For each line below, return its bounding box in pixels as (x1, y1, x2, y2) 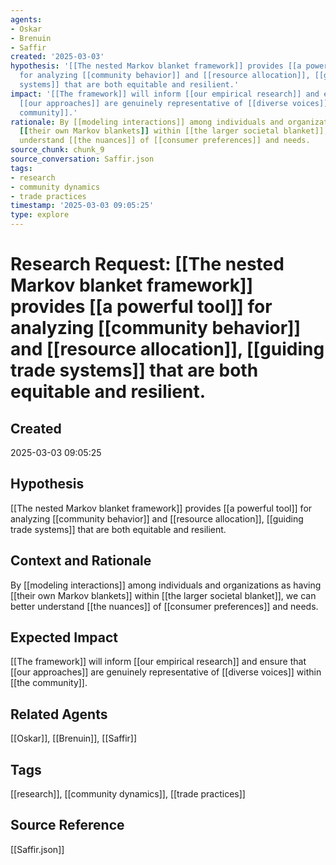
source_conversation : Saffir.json (10, 154, 155, 164)
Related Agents (10, 706, 108, 723)
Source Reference (10, 817, 125, 834)
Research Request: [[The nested (10, 253, 285, 276)
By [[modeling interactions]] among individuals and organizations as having (10, 579, 322, 591)
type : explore (10, 210, 70, 220)
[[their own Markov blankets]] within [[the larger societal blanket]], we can (10, 589, 317, 601)
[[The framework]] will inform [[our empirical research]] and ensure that (10, 656, 307, 668)
